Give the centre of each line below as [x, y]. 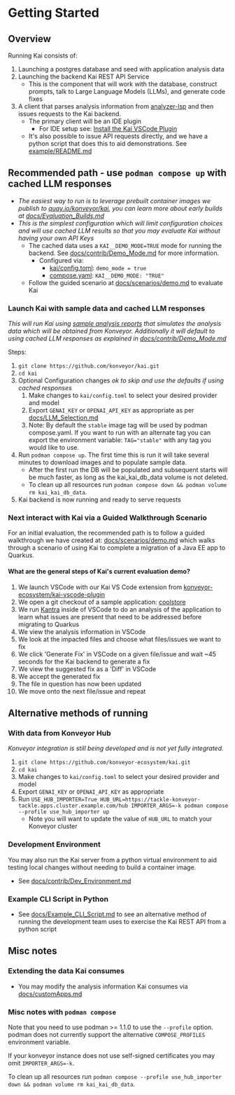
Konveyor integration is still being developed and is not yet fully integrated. [116, 748]
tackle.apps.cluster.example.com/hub [73, 806]
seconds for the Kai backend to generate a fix [84, 661]
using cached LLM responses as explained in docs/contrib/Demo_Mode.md [117, 338]
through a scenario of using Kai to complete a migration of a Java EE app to [117, 548]
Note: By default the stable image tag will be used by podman [118, 425]
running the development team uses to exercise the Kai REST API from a [122, 921]
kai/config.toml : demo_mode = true [98, 268]
